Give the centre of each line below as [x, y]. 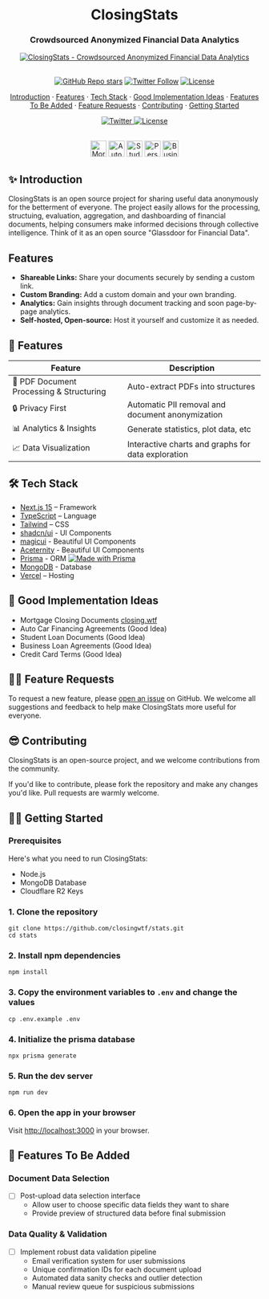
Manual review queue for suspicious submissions [113, 1286]
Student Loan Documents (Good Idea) [82, 637]
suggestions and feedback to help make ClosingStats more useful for [122, 707]
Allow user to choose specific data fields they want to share [130, 1205]
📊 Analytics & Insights [54, 428]
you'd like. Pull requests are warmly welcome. [84, 793]
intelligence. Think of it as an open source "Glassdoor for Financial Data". [129, 233]
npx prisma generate [43, 1056]
